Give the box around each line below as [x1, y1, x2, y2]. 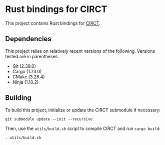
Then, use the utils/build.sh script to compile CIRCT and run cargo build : [5, 125, 161, 131]
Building [5, 94, 31, 102]
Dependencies [5, 35, 51, 43]
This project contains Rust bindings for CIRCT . [5, 20, 101, 26]
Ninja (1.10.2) [12, 79, 39, 85]
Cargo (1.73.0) [12, 68, 42, 74]
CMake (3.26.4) [12, 74, 45, 80]
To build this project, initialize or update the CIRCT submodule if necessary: [5, 107, 161, 113]
